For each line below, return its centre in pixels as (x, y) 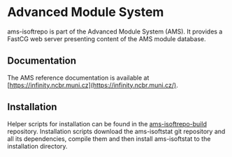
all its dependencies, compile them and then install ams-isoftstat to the (109, 139)
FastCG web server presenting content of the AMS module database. (107, 38)
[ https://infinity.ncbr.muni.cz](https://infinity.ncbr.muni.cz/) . (93, 85)
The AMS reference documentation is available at (78, 77)
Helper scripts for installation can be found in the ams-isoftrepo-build (107, 124)
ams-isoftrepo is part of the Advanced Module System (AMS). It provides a (115, 31)
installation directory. (37, 146)
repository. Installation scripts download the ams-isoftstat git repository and (116, 131)
